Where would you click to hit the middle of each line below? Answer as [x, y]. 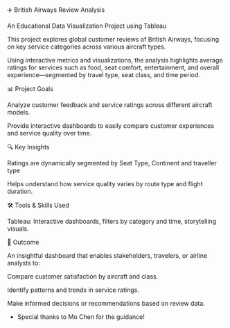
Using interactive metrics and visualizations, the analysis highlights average [115, 60]
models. [19, 112]
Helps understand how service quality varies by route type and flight [105, 184]
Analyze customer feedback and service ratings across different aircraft [110, 105]
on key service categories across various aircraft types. [87, 47]
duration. [20, 191]
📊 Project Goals [30, 89]
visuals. [18, 229]
